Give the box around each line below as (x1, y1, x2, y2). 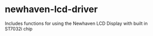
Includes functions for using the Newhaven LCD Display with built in (5, 20, 148, 26)
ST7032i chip (5, 25, 33, 31)
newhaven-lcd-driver (5, 4, 98, 15)
